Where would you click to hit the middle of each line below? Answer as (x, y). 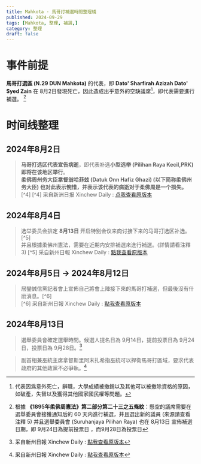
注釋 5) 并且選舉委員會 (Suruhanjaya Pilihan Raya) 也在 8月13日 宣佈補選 (103, 422)
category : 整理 (24, 28)
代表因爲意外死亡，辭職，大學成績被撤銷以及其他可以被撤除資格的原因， (104, 387)
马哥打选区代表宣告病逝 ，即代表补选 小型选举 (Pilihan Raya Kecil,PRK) (107, 165)
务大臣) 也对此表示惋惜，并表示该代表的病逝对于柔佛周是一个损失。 (104, 187)
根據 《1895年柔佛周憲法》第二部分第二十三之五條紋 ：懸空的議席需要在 (103, 407)
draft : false (22, 34)
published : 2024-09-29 (34, 17)
